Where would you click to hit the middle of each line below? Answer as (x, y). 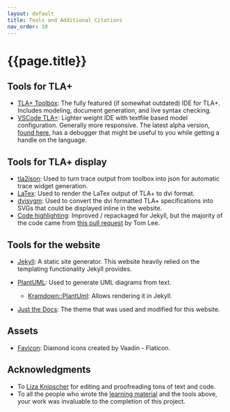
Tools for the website (54, 245)
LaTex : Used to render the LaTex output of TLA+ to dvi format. (106, 193)
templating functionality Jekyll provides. (74, 269)
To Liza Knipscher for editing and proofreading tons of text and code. (116, 386)
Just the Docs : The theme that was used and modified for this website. (118, 309)
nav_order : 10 (28, 26)
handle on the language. (52, 140)
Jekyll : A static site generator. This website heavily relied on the (108, 262)
